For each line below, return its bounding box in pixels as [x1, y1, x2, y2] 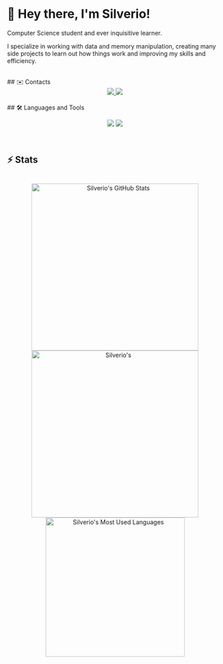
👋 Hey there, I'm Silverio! [7, 6, 150, 22]
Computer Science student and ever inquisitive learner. [7, 29, 162, 37]
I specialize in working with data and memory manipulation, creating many [7, 42, 217, 50]
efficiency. [7, 56, 37, 64]
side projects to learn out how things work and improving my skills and [7, 49, 207, 58]
